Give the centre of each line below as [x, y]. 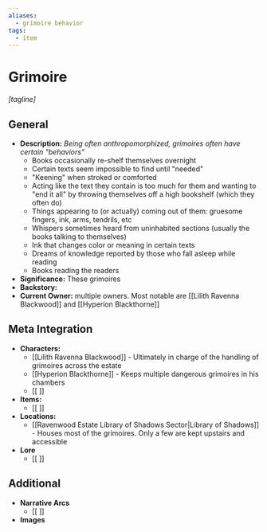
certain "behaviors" [52, 152]
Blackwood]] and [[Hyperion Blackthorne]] [90, 304]
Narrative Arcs [45, 503]
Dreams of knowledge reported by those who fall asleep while [133, 253]
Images [32, 519]
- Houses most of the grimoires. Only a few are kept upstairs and [138, 433]
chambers [48, 382]
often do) [47, 203]
